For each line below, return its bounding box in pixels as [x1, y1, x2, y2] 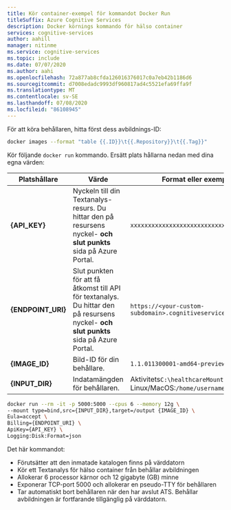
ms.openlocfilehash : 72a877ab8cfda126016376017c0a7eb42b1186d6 [7, 74, 192, 81]
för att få [72, 275, 101, 284]
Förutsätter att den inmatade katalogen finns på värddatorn [16, 458, 185, 467]
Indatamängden [72, 374, 124, 384]
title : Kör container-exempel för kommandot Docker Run [7, 10, 170, 17]
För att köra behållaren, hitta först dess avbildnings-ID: [7, 125, 162, 133]
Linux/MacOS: [130, 383, 177, 392]
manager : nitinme [7, 42, 57, 49]
